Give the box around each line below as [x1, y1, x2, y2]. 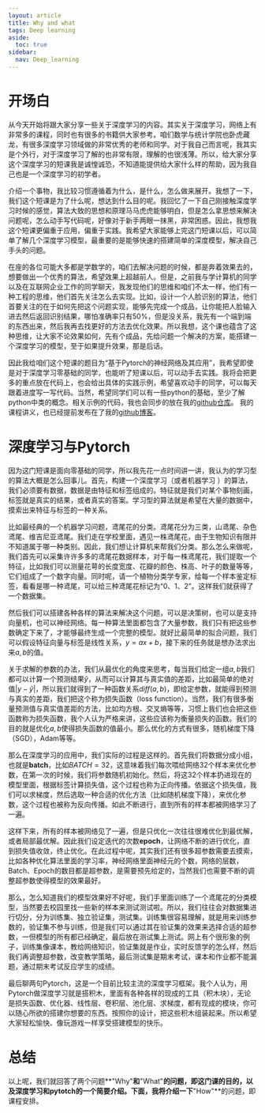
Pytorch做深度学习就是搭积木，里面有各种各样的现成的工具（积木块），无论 [8, 988, 252, 998]
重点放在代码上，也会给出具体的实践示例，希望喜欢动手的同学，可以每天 [21, 377, 257, 387]
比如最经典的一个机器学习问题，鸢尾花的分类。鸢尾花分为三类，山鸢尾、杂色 [8, 522, 257, 531]
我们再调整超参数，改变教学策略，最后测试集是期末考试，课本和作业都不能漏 [8, 952, 257, 961]
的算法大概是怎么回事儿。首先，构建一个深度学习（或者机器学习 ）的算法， [8, 475, 252, 485]
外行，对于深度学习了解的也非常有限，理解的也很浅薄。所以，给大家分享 [21, 149, 257, 159]
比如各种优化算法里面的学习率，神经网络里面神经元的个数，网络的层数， [8, 855, 243, 866]
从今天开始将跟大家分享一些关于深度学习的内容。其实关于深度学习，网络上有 [8, 119, 257, 129]
